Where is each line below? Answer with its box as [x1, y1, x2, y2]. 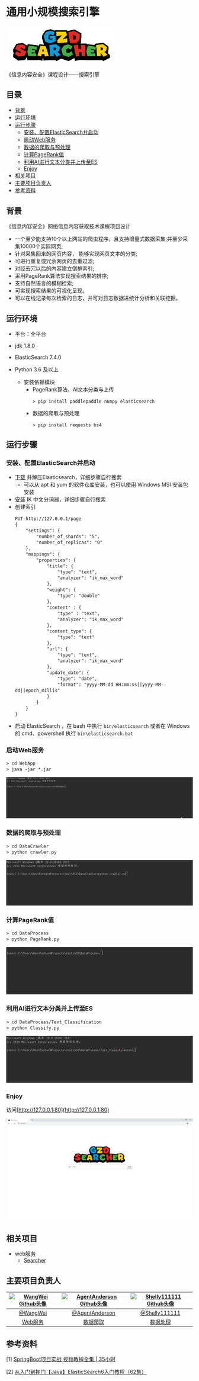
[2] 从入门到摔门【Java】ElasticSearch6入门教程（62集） [6, 1369, 147, 1376]
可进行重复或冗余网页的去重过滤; [14, 258, 95, 265]
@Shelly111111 [140, 1309, 181, 1316]
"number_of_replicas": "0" [36, 539, 103, 545]
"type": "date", [57, 676, 98, 682]
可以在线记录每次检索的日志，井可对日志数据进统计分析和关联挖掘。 [14, 294, 181, 302]
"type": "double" [57, 593, 100, 599]
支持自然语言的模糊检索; [14, 280, 74, 287]
